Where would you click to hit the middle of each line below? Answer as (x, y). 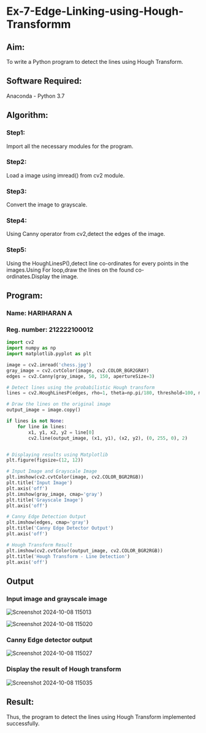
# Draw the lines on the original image (59, 404)
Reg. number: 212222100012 (50, 329)
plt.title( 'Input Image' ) (39, 483)
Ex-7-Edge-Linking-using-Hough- (95, 11)
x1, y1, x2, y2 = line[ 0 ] (62, 432)
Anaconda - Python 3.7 (36, 96)
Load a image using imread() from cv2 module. (66, 175)
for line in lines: (42, 426)
